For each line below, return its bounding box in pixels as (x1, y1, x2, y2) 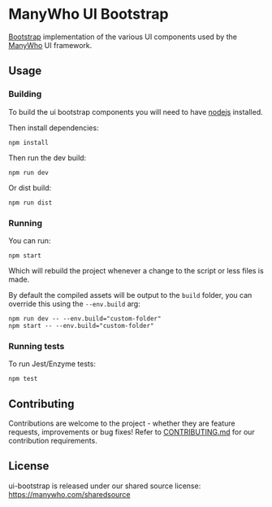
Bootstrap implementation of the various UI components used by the (8, 32, 238, 42)
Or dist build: (8, 182, 52, 192)
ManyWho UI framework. (8, 40, 93, 50)
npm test (8, 375, 38, 383)
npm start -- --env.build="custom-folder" (8, 321, 154, 330)
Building (8, 89, 42, 100)
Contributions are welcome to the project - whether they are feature (8, 418, 235, 428)
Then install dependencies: (8, 123, 99, 133)
